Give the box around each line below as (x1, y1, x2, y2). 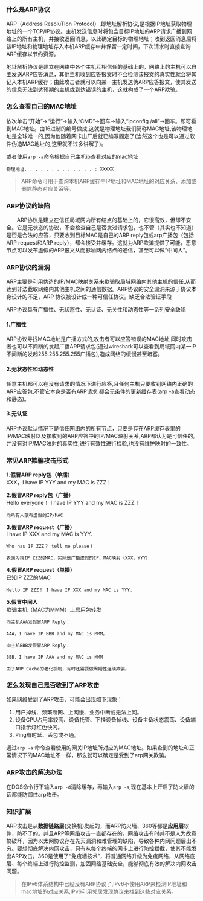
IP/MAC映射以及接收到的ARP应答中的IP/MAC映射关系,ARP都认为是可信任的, (6, 432, 195, 439)
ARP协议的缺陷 (6, 201, 50, 210)
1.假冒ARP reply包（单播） (6, 471, 73, 478)
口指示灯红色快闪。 (14, 723, 63, 731)
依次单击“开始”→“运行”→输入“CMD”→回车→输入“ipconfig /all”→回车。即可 (6, 117, 192, 124)
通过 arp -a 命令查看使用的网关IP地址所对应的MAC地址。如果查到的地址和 (6, 744, 189, 751)
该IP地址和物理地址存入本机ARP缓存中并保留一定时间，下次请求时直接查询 (6, 43, 192, 50)
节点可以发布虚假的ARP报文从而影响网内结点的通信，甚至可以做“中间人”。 (6, 246, 191, 254)
